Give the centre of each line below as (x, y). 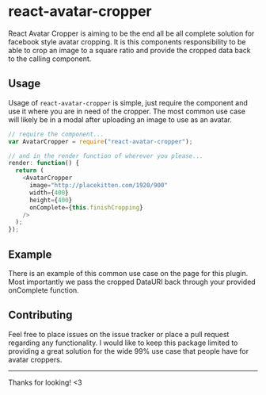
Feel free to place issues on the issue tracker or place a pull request (119, 334)
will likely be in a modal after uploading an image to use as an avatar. (120, 119)
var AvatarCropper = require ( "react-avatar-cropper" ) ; (101, 141)
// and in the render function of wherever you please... (106, 156)
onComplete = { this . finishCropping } (86, 207)
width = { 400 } (49, 193)
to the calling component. (50, 59)
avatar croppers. (35, 359)
